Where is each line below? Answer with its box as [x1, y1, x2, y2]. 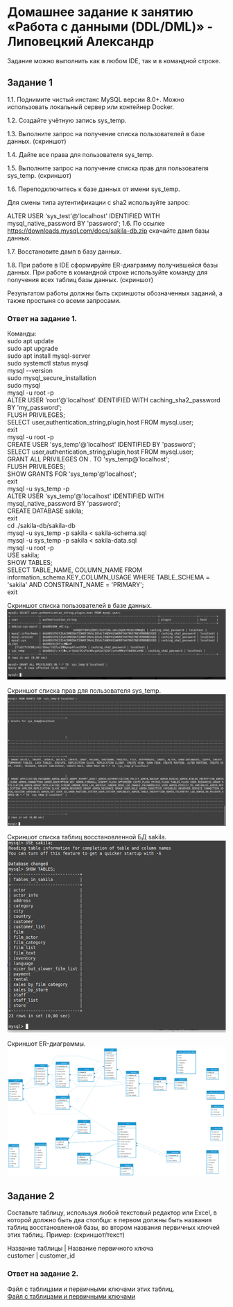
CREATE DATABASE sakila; [7, 507, 84, 515]
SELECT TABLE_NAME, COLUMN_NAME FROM [7, 566, 143, 574]
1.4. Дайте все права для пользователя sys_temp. [7, 150, 154, 158]
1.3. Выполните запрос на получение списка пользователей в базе [7, 129, 205, 138]
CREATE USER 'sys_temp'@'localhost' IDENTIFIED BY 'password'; [7, 441, 196, 449]
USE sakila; [7, 551, 40, 559]
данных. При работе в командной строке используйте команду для [7, 268, 208, 277]
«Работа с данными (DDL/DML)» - [7, 19, 214, 35]
